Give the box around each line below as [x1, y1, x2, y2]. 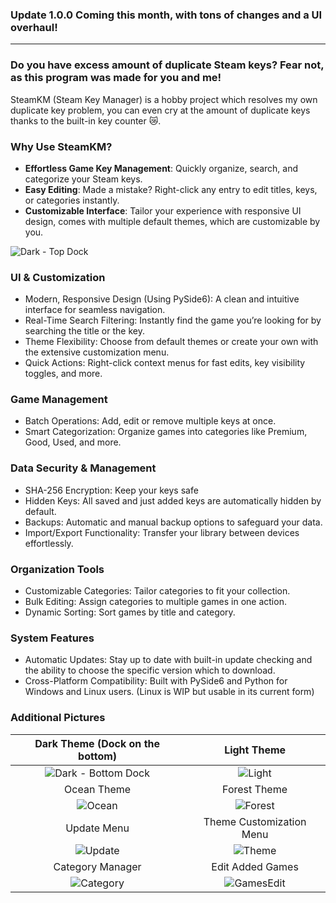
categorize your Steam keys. [24, 173, 143, 185]
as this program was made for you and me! [10, 71, 222, 85]
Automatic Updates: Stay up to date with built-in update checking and [24, 654, 313, 666]
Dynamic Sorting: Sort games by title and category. [24, 606, 236, 618]
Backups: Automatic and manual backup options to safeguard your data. [24, 516, 323, 528]
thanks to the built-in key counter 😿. [10, 114, 162, 127]
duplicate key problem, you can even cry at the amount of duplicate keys [10, 104, 311, 116]
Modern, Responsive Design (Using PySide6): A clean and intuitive [24, 293, 300, 305]
